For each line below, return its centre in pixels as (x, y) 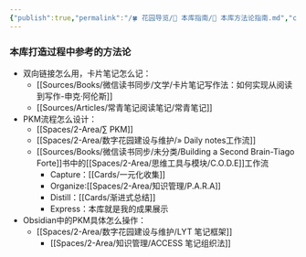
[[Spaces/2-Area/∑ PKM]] (85, 129)
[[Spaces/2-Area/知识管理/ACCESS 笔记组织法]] (140, 242)
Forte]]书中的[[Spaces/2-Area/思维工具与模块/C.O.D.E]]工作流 (153, 163)
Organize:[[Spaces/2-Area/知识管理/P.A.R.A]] (135, 186)
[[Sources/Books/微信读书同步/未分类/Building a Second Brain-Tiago (165, 151)
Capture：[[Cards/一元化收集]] (108, 174)
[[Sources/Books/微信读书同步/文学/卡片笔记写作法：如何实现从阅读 (164, 84)
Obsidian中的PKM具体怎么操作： (84, 220)
